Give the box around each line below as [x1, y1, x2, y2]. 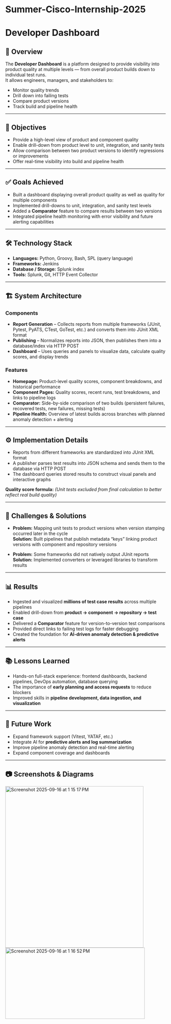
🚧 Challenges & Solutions [5, 511, 87, 520]
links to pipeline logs [12, 394, 56, 400]
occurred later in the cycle [12, 530, 68, 537]
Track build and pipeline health [12, 103, 78, 109]
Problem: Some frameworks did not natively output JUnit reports [12, 551, 149, 558]
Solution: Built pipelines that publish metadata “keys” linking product [12, 536, 158, 542]
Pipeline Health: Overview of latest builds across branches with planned [12, 411, 165, 417]
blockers [12, 689, 32, 695]
